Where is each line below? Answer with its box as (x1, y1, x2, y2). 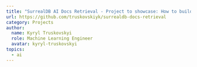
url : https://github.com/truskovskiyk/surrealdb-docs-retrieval (6, 14, 167, 20)
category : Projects (6, 19, 54, 25)
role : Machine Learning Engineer (11, 36, 93, 41)
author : (6, 24, 25, 31)
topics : (6, 47, 25, 52)
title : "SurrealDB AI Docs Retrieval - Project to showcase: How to (6, 8, 177, 15)
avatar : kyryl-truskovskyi (11, 41, 77, 47)
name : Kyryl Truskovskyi (11, 30, 72, 36)
